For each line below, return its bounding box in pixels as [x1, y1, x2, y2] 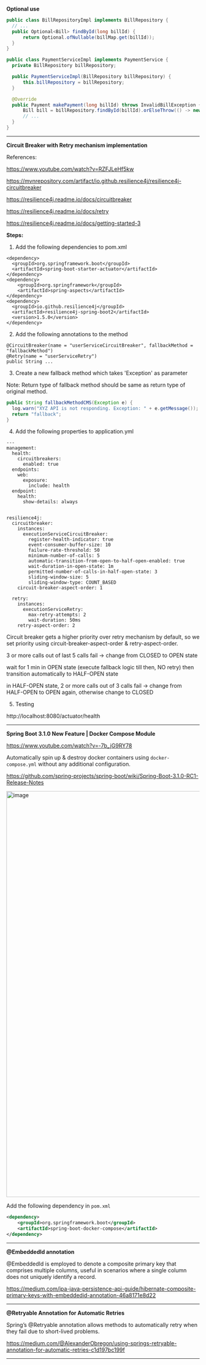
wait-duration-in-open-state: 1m [28, 564, 114, 570]
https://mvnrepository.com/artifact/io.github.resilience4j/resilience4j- [6, 177, 182, 184]
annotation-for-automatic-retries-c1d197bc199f [6, 1346, 125, 1353]
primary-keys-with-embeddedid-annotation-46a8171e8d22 [6, 1291, 156, 1299]
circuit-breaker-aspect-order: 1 [17, 585, 103, 591]
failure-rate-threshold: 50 [28, 547, 100, 554]
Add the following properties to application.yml [15, 428, 134, 435]
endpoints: [12, 466, 40, 473]
